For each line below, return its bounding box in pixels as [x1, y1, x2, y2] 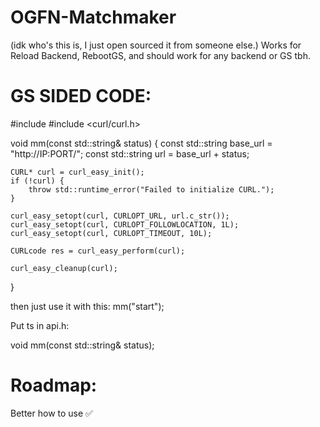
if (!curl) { [10, 176, 65, 186]
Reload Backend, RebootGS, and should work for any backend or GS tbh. [10, 49, 311, 61]
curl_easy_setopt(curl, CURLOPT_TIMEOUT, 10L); [10, 228, 213, 238]
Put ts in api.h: [10, 319, 70, 331]
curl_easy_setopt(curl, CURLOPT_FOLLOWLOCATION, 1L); [10, 219, 240, 230]
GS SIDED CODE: [10, 85, 152, 108]
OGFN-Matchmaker [10, 6, 177, 29]
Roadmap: [10, 374, 98, 397]
